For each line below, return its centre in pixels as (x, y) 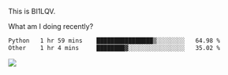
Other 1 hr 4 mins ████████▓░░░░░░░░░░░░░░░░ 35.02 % (114, 48)
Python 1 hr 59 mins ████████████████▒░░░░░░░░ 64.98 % (114, 41)
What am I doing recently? (51, 26)
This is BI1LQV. (32, 11)
